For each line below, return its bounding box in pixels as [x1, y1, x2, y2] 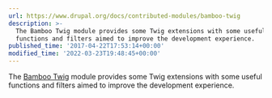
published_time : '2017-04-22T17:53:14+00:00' [8, 42, 164, 50]
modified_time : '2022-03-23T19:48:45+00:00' [8, 49, 161, 58]
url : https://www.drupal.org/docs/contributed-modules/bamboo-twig [8, 11, 241, 20]
